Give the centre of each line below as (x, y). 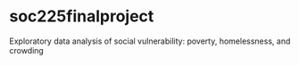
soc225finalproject (82, 16)
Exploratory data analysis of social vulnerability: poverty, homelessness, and (150, 41)
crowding (27, 50)
